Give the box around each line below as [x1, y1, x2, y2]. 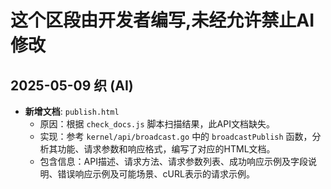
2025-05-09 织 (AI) [10, 77, 134, 94]
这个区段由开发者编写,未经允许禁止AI [10, 9, 315, 32]
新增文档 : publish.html [24, 106, 120, 117]
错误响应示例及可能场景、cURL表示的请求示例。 [57, 168, 255, 180]
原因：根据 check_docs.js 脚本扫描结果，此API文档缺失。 [39, 118, 275, 130]
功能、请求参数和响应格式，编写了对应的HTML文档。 [57, 143, 276, 155]
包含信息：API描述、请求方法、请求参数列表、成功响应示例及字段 [39, 156, 308, 167]
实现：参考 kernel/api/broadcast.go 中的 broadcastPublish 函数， [39, 131, 313, 142]
